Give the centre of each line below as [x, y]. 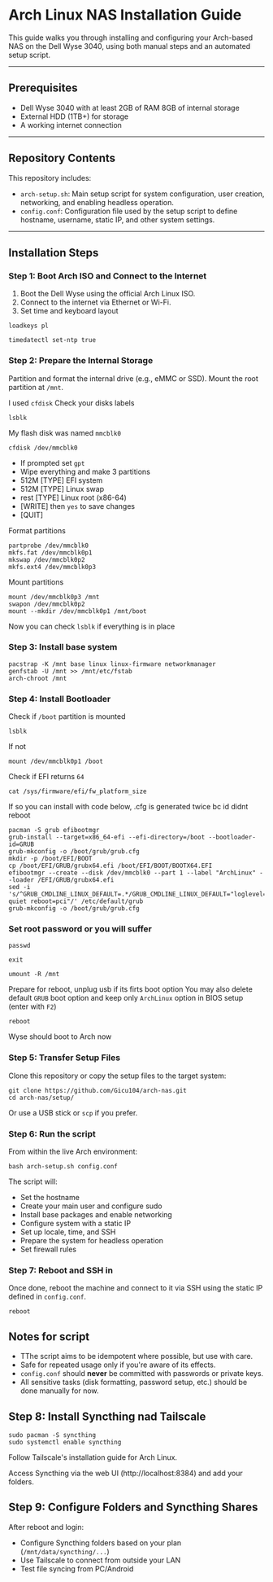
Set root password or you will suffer [80, 929]
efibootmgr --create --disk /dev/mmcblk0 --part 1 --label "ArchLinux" [132, 873]
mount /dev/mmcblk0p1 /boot [56, 762]
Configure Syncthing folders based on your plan [101, 1543]
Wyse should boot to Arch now [60, 1036]
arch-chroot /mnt [38, 678]
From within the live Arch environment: [73, 1152]
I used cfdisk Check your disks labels [71, 403]
